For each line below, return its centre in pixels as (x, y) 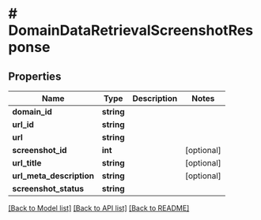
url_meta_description (53, 176)
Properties (35, 76)
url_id (23, 125)
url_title (27, 163)
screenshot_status (48, 188)
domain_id (32, 112)
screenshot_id (40, 150)
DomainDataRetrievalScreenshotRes (131, 30)
